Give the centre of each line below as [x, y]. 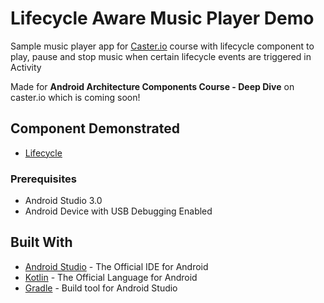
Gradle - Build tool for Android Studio [101, 288]
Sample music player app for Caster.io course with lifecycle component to [162, 46]
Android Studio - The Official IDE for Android [116, 266]
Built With [41, 242]
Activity [26, 67]
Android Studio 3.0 [63, 201]
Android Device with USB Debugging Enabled [118, 211]
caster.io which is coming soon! [75, 97]
